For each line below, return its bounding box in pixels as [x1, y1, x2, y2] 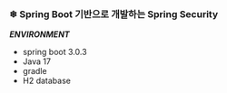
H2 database [22, 75, 71, 87]
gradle [22, 66, 47, 77]
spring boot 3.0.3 [22, 47, 88, 58]
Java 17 [22, 56, 52, 67]
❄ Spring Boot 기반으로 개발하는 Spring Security [9, 7, 219, 20]
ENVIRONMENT [9, 29, 70, 40]
